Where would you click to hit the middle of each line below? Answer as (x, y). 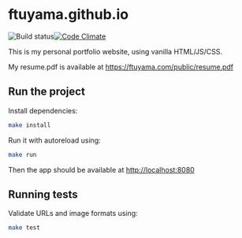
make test (24, 228)
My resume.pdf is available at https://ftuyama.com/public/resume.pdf (121, 67)
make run (22, 154)
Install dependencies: (43, 110)
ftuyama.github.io (68, 15)
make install (30, 125)
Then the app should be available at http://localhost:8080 (101, 169)
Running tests (43, 194)
